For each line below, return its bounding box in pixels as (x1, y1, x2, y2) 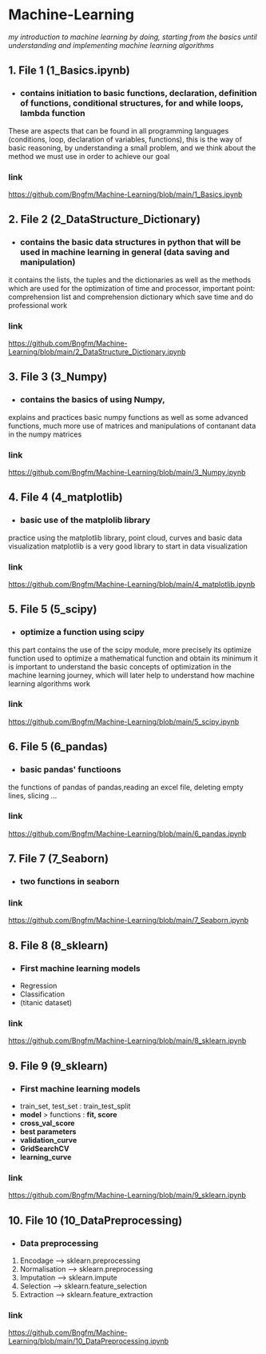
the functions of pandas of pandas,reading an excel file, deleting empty (8, 782, 244, 792)
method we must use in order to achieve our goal (8, 151, 170, 161)
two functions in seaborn (19, 876, 120, 887)
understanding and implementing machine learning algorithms (8, 40, 214, 50)
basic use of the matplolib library (19, 514, 151, 525)
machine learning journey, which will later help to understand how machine (8, 670, 255, 680)
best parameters (19, 1127, 77, 1136)
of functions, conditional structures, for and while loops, (19, 98, 244, 109)
